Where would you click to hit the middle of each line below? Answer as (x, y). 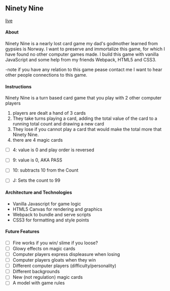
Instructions (19, 86)
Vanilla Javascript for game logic (47, 204)
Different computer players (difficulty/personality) (64, 266)
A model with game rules (39, 283)
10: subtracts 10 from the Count (45, 170)
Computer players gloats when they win (54, 260)
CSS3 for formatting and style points (51, 220)
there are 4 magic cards (38, 140)
